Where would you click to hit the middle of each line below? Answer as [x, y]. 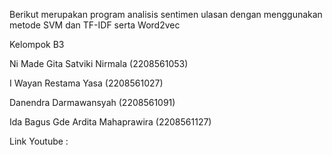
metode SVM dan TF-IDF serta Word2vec [95, 25]
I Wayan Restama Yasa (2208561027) [86, 83]
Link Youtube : [39, 141]
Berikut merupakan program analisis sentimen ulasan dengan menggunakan [166, 14]
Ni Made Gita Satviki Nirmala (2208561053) [99, 63]
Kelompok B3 [37, 44]
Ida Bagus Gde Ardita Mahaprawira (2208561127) [110, 122]
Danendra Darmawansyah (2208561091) [92, 102]
